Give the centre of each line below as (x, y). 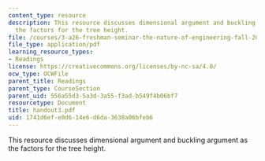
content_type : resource (47, 15)
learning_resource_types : (50, 52)
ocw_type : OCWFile (38, 74)
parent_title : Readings (47, 81)
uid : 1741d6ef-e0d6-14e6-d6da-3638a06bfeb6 (81, 118)
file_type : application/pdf (54, 45)
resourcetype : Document (47, 103)
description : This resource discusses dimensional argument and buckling (132, 23)
